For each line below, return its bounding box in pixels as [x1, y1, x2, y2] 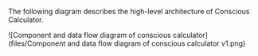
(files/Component [8, 39, 66, 48]
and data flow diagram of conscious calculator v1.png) [67, 39, 246, 48]
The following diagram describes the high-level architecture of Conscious [8, 7, 250, 16]
